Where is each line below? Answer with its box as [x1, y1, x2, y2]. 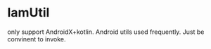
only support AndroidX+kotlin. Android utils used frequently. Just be [7, 28, 205, 36]
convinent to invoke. [7, 35, 66, 43]
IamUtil [7, 5, 50, 21]
